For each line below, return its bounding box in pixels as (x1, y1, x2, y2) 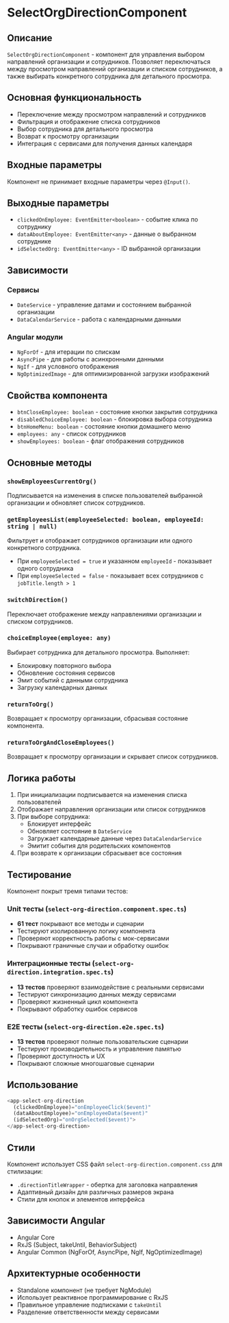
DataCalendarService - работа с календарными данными (16, 315, 181, 324)
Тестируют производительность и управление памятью (16, 1045, 181, 1053)
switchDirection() (7, 596, 68, 604)
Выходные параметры (7, 198, 109, 209)
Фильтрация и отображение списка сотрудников (16, 117, 161, 126)
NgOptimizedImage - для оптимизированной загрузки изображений (16, 370, 210, 378)
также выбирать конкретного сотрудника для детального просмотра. (7, 72, 212, 80)
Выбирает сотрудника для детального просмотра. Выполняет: (7, 648, 190, 656)
